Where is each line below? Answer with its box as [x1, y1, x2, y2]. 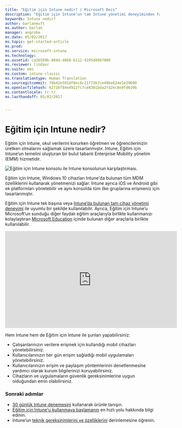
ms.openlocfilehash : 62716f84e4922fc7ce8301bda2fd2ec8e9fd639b [5, 85, 137, 90]
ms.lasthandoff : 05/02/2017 [5, 94, 63, 99]
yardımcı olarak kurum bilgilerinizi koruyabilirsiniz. [12, 368, 113, 374]
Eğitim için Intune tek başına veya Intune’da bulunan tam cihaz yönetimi [5, 200, 149, 206]
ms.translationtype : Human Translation [5, 76, 87, 81]
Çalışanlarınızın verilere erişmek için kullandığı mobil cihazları [12, 342, 136, 348]
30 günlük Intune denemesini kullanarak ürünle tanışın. [12, 402, 123, 408]
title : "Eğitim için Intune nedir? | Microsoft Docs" [5, 7, 118, 12]
